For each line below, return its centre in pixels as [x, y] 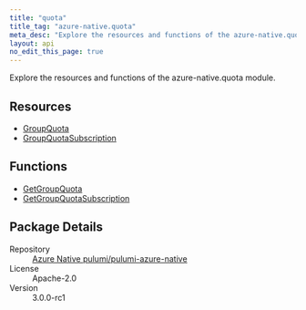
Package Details [56, 227]
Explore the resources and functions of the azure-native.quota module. [143, 77]
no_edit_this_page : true [56, 52]
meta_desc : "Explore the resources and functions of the [120, 35]
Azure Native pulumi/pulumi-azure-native [110, 258]
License [24, 268]
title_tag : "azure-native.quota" [73, 26]
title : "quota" [38, 18]
